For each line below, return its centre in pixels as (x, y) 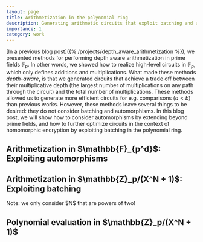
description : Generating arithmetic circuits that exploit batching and (100, 23)
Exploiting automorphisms (57, 159)
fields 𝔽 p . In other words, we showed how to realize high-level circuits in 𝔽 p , (101, 65)
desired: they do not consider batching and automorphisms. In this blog (95, 111)
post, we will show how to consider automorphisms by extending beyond (97, 117)
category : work (25, 34)
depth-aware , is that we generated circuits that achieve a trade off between (101, 79)
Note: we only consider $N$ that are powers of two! (71, 203)
